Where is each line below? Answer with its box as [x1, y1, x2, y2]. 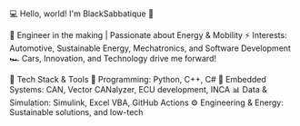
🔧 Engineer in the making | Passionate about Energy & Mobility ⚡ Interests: [9, 30, 288, 40]
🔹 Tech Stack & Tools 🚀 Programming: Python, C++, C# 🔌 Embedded [9, 74, 266, 84]
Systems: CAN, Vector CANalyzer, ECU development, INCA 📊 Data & [9, 84, 268, 94]
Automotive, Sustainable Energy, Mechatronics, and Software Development [9, 43, 291, 53]
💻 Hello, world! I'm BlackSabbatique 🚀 [9, 8, 155, 19]
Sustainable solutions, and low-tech [9, 107, 144, 117]
